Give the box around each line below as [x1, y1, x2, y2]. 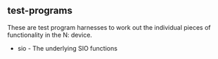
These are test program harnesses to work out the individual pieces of [7, 23, 211, 31]
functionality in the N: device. [7, 31, 93, 39]
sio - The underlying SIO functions [17, 44, 118, 52]
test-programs [7, 5, 72, 17]
